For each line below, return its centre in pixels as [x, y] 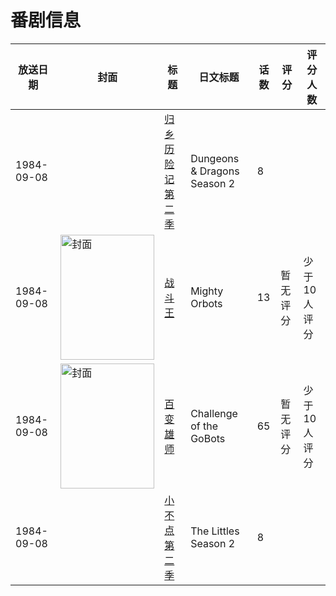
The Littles [215, 531]
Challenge [214, 413]
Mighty [207, 291]
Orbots [206, 303]
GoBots [208, 438]
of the [204, 426]
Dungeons [215, 158]
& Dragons [215, 171]
